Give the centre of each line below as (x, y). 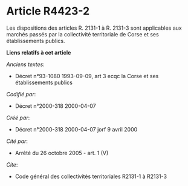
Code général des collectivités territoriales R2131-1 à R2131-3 (91, 176)
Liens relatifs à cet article (39, 52)
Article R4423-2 (48, 11)
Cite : (12, 164)
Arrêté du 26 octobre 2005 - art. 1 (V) (62, 153)
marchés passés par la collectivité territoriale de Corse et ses (83, 34)
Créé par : (18, 118)
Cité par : (17, 141)
